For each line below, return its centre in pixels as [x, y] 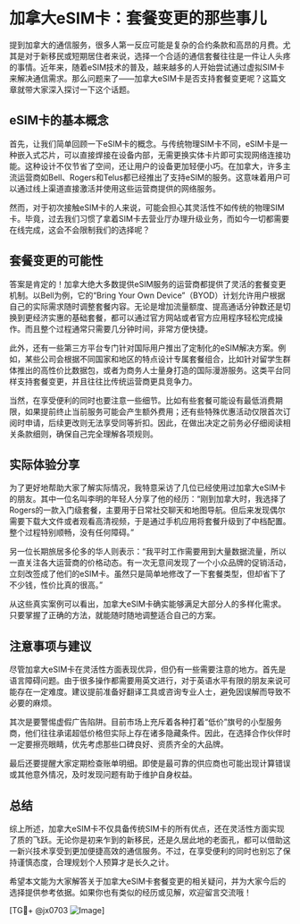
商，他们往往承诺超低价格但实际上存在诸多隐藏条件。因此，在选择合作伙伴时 [150, 733]
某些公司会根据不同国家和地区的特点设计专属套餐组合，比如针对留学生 [154, 359]
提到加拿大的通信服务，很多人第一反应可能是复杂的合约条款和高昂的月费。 [146, 45]
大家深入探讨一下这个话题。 [83, 89]
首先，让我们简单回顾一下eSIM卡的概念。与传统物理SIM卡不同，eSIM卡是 [145, 143]
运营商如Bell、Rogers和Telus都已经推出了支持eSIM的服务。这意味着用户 [150, 177]
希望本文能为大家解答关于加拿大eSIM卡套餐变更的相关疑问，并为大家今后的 [148, 881]
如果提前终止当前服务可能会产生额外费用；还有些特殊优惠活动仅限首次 [154, 411]
